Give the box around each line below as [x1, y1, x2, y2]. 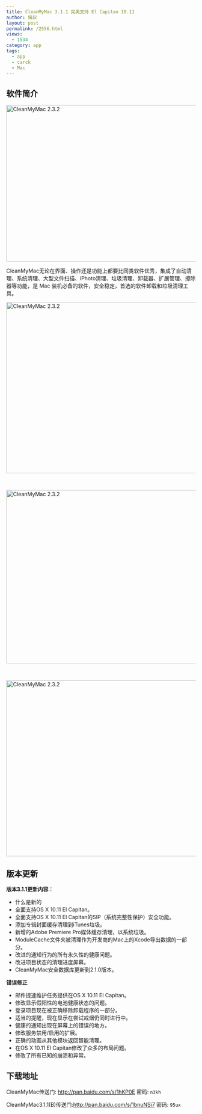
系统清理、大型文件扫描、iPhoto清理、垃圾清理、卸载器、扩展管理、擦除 [16, 275, 196, 282]
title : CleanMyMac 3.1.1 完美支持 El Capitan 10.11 [6, 8, 135, 15]
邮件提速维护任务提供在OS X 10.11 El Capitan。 [14, 992, 130, 999]
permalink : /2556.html [6, 25, 63, 32]
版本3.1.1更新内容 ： [6, 885, 54, 893]
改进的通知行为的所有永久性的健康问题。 [14, 951, 115, 958]
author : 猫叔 [6, 14, 37, 20]
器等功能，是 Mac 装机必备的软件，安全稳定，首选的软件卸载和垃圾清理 [6, 282, 183, 289]
